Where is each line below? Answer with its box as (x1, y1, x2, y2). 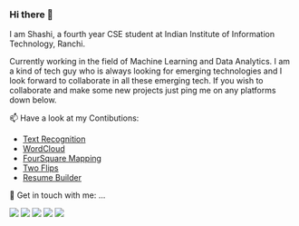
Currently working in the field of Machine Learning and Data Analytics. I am (9, 56, 291, 67)
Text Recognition (22, 133, 86, 144)
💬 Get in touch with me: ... (9, 190, 106, 201)
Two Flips (22, 162, 59, 173)
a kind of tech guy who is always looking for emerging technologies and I (9, 65, 283, 76)
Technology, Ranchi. (9, 38, 86, 49)
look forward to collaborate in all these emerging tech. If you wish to (9, 75, 264, 86)
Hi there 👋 (9, 8, 54, 21)
